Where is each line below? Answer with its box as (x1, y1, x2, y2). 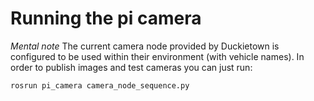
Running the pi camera (10, 7, 202, 30)
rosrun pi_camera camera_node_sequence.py (10, 80, 190, 91)
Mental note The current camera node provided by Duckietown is (10, 40, 280, 52)
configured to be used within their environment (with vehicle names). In (10, 50, 305, 62)
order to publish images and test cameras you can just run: (10, 61, 253, 73)
